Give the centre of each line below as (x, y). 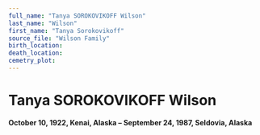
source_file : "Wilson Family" (59, 38)
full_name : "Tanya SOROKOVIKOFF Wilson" (78, 16)
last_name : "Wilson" (43, 23)
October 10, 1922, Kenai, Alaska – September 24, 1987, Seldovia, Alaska (130, 122)
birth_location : (36, 46)
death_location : (36, 53)
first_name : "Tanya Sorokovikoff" (67, 31)
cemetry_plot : (32, 61)
